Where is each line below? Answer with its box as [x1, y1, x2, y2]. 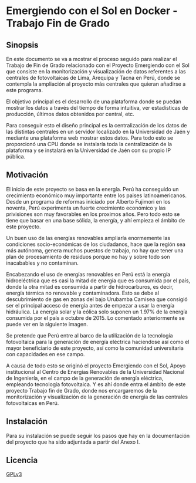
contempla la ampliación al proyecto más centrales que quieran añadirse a [6, 80, 186, 87]
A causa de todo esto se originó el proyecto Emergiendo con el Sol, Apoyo [6, 362, 186, 369]
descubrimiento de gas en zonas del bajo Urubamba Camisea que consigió [6, 295, 188, 303]
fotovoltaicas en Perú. [6, 399, 59, 406]
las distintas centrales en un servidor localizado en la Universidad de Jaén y [6, 128, 190, 135]
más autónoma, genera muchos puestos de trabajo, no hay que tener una [6, 246, 184, 254]
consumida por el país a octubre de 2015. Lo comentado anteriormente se [6, 314, 185, 321]
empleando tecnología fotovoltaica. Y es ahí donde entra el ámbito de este [6, 380, 186, 388]
